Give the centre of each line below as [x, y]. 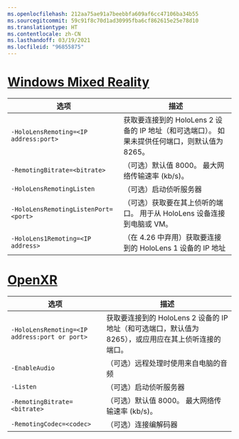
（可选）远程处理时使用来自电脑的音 [167, 363]
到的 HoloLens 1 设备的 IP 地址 [175, 248]
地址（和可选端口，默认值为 [153, 328]
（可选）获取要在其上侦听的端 [174, 202]
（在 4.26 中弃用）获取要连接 [172, 237]
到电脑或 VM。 [148, 223]
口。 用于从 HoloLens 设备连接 [174, 213]
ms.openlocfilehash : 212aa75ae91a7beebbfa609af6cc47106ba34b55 [103, 14]
